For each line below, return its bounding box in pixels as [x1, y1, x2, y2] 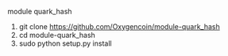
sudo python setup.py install [18, 39, 112, 48]
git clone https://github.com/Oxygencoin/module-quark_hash [18, 22, 220, 31]
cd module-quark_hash [18, 31, 96, 39]
